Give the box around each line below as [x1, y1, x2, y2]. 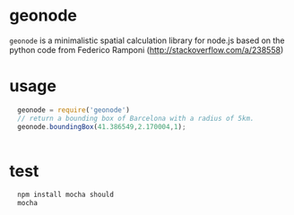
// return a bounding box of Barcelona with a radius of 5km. [17, 114, 255, 123]
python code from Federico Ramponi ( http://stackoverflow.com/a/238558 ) [9, 44, 284, 55]
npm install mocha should [17, 190, 115, 200]
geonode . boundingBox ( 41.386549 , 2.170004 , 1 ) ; [17, 122, 186, 131]
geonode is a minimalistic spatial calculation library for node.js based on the [9, 35, 285, 46]
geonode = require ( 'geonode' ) [17, 105, 130, 115]
